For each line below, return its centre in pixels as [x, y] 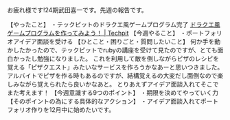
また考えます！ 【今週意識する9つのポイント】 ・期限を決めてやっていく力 [113, 93]
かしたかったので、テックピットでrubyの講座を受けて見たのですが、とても [112, 50]
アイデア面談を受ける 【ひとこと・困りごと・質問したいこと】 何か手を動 [117, 42]
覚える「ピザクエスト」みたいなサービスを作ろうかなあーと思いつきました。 [115, 67]
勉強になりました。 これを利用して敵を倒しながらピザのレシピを [128, 59]
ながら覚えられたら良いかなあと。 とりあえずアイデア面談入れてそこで [119, 84]
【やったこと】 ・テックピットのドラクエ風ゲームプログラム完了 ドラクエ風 [114, 25]
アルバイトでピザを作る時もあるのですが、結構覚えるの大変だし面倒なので [112, 76]
